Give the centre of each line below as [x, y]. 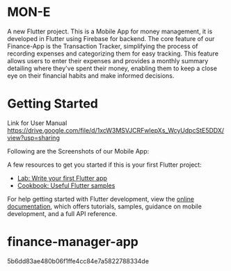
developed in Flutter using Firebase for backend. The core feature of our [111, 38]
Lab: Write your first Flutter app [62, 178]
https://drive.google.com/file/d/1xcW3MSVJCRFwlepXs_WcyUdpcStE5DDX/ [116, 130]
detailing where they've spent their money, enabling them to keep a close [112, 68]
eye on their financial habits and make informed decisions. [91, 75]
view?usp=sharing [34, 138]
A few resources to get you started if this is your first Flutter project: [104, 165]
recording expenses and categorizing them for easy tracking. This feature [113, 54]
